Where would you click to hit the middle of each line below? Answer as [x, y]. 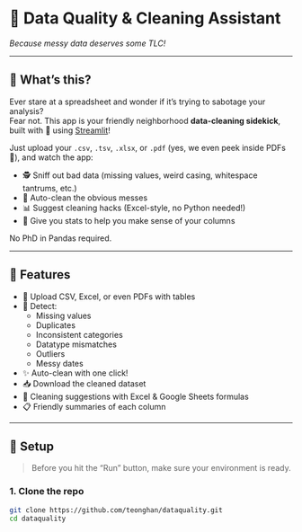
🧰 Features [40, 275]
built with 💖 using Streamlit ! [60, 130]
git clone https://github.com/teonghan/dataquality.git [116, 510]
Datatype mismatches [76, 344]
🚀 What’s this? [50, 80]
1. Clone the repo [47, 492]
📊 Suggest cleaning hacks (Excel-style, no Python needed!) [134, 208]
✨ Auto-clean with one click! [75, 373]
